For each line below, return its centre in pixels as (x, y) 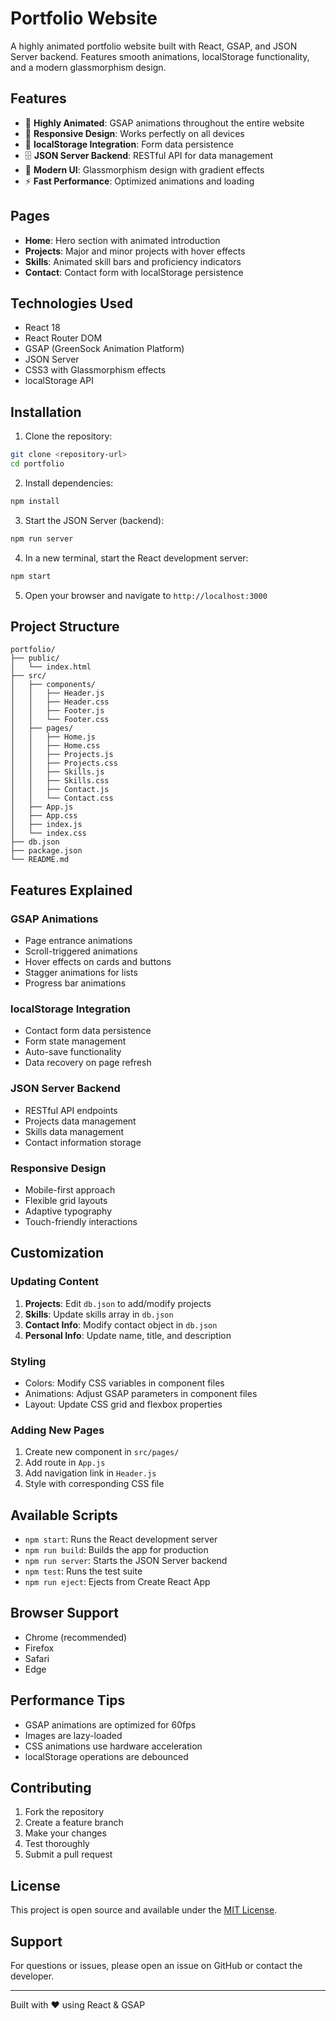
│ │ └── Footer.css (60, 720)
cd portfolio (37, 464)
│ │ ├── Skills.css (60, 781)
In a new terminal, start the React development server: (136, 558)
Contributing (51, 1788)
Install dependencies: (69, 483)
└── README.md (40, 860)
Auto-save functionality (73, 1052)
